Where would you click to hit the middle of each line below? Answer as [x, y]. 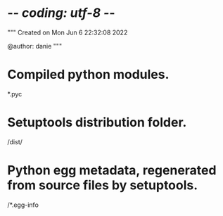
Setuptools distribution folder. [97, 123]
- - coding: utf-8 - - [61, 13]
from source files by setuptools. [103, 185]
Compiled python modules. [88, 75]
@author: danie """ [34, 46]
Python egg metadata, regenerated [112, 170]
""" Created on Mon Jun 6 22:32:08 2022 [68, 32]
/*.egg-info [23, 205]
